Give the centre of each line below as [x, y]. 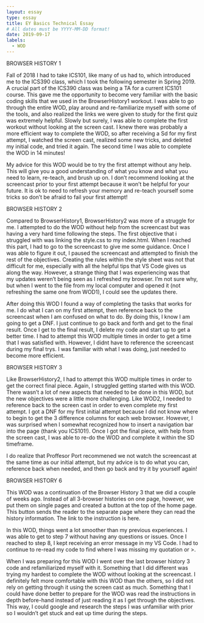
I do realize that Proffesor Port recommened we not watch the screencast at [101, 455]
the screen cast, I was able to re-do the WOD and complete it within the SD [100, 437]
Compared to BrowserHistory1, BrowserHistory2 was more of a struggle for [100, 221]
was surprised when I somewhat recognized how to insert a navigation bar [100, 424]
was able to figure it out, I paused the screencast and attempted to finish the [102, 253]
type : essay [21, 18]
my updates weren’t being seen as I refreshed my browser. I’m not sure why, [102, 279]
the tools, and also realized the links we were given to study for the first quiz [102, 114]
